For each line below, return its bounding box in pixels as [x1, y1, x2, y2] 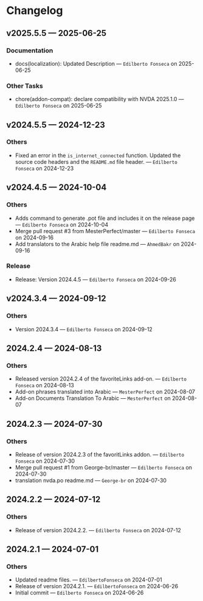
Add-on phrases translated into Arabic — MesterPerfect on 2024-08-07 [15, 388, 196, 396]
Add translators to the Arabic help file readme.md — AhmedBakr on [15, 240, 180, 247]
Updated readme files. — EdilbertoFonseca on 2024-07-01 [15, 576, 162, 583]
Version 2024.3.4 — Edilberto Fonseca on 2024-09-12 [15, 325, 153, 332]
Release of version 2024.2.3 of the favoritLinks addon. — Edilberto [15, 451, 184, 458]
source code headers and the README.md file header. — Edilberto [15, 158, 177, 165]
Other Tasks [6, 82, 44, 90]
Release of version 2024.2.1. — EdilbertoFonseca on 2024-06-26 [15, 583, 178, 590]
